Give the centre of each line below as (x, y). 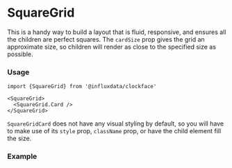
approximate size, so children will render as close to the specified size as (112, 47)
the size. (19, 138)
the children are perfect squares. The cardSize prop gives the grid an (106, 39)
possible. (20, 54)
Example (22, 156)
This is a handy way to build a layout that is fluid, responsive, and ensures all (117, 32)
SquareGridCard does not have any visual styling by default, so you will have (116, 124)
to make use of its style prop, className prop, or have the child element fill (114, 131)
